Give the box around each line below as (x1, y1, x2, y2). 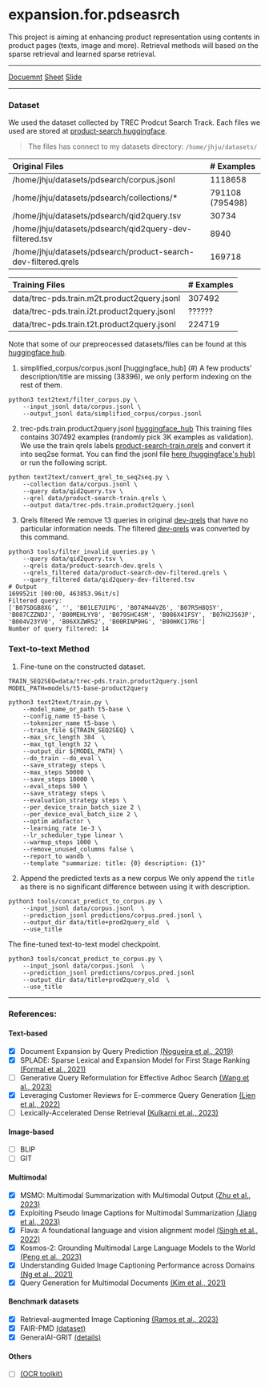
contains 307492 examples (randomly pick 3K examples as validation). (19, 432, 254, 442)
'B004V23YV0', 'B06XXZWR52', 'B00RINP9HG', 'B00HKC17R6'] (8, 618, 206, 626)
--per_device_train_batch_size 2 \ (22, 803, 142, 811)
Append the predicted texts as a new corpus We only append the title (19, 873, 255, 883)
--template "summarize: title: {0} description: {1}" (22, 859, 206, 867)
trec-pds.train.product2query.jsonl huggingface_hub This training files (19, 424, 252, 434)
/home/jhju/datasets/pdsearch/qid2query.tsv (12, 210, 182, 222)
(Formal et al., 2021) (19, 1064, 86, 1074)
